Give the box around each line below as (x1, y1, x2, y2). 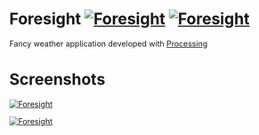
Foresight (9, 9, 82, 29)
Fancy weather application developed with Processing (9, 38, 207, 49)
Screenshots (9, 69, 106, 90)
